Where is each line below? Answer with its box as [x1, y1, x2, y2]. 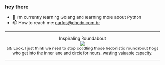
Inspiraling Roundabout [58, 35, 107, 42]
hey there [5, 3, 28, 10]
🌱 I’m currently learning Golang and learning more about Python [12, 15, 141, 20]
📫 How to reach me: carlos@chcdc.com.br [12, 20, 100, 26]
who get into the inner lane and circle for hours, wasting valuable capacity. [12, 50, 153, 56]
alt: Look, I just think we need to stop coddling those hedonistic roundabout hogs [6, 46, 159, 51]
